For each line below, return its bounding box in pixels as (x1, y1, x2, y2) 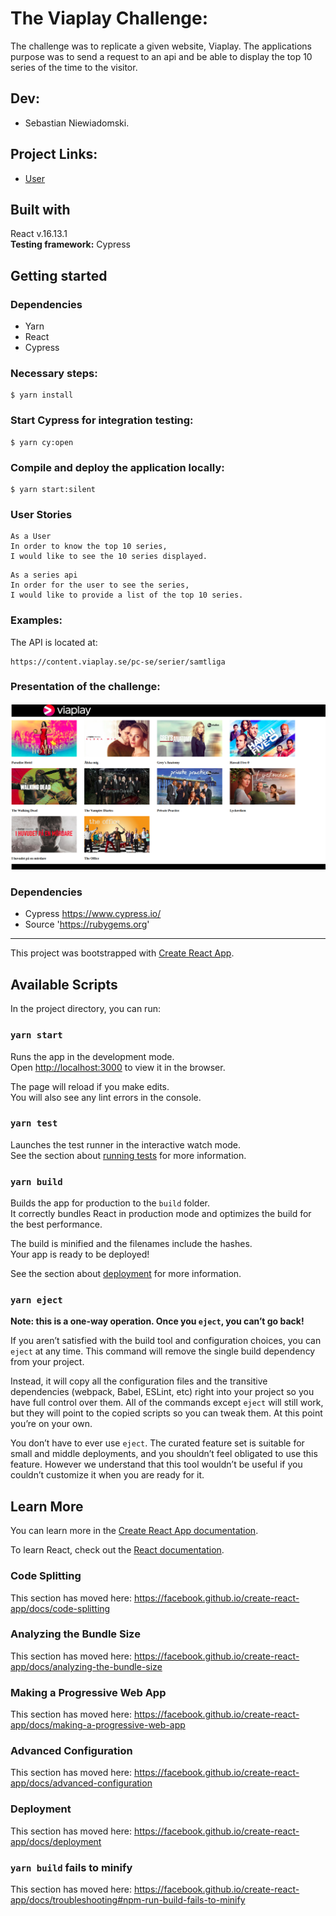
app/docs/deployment (10, 1835, 102, 1847)
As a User (10, 532, 52, 542)
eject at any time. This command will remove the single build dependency (10, 1345, 316, 1357)
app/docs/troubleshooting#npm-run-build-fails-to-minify (10, 1894, 246, 1906)
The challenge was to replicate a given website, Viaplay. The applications (10, 40, 312, 52)
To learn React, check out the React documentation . (10, 1544, 225, 1556)
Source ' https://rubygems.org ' (24, 918, 150, 931)
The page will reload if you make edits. (10, 1080, 170, 1092)
